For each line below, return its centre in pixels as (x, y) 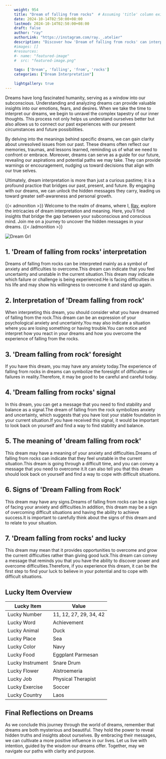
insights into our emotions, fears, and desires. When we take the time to (78, 108)
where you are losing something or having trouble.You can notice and (76, 328)
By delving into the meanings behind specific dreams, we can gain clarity (80, 139)
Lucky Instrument (28, 663)
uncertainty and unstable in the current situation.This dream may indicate (80, 274)
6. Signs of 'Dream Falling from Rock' (63, 490)
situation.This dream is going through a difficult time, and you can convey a (82, 463)
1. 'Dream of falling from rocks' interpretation (76, 252)
